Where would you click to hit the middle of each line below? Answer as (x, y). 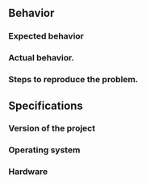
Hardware (28, 172)
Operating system (44, 150)
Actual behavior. (42, 58)
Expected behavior (46, 36)
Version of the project (52, 128)
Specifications (46, 105)
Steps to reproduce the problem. (73, 80)
